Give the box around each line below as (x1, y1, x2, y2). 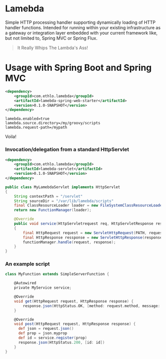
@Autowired (14, 281, 37, 286)
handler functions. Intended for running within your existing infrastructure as (5, 24, 161, 30)
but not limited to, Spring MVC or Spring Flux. (5, 35, 98, 41)
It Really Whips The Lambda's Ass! (17, 45, 88, 51)
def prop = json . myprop (18, 331, 68, 336)
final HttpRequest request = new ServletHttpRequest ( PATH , (23, 230, 147, 235)
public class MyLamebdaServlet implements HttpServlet (5, 184, 121, 190)
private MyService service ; (14, 285, 72, 290)
